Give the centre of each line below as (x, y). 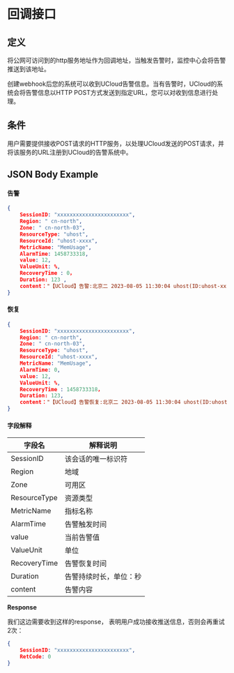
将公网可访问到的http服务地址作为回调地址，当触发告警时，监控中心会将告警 (117, 60)
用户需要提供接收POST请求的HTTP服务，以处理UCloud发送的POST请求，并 (116, 143)
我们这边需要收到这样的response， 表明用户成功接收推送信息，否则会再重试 (116, 622)
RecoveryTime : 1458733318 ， (61, 389)
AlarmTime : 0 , (40, 370)
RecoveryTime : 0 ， (47, 273)
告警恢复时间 (86, 564)
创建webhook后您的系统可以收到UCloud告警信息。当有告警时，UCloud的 (112, 84)
